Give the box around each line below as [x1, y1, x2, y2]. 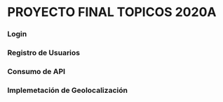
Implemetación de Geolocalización [7, 85, 128, 95]
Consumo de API [7, 66, 65, 76]
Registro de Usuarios [7, 48, 81, 58]
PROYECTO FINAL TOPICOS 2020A [7, 4, 217, 20]
